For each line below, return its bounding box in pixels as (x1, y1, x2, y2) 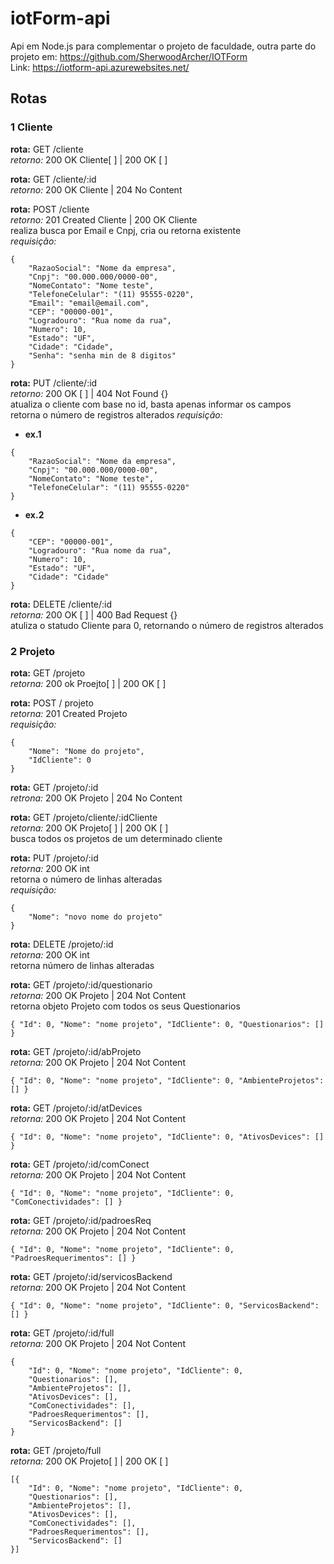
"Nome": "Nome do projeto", (28, 746, 145, 756)
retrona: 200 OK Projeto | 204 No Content (10, 792, 183, 804)
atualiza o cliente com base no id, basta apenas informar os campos (10, 398, 292, 410)
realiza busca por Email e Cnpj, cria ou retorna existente (10, 224, 242, 236)
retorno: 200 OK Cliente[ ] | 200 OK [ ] (10, 153, 168, 166)
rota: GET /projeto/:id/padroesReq (10, 1214, 152, 1226)
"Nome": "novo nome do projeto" (28, 912, 163, 922)
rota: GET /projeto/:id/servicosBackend (10, 1270, 173, 1282)
